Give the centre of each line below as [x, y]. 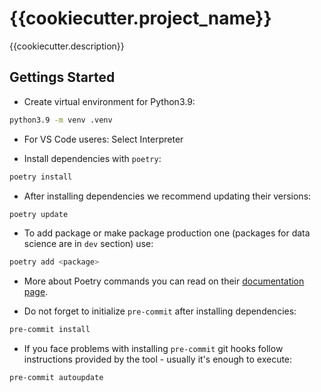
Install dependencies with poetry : [92, 158]
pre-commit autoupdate [56, 378]
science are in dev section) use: [88, 244]
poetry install [41, 177]
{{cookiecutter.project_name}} [140, 18]
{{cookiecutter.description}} [67, 46]
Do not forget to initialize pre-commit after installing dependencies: [160, 311]
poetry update [39, 214]
